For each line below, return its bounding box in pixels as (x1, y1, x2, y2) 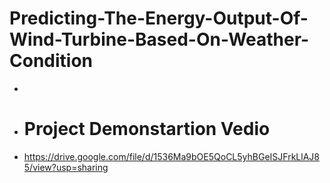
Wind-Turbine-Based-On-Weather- (9, 28, 310, 51)
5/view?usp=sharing (23, 161, 109, 173)
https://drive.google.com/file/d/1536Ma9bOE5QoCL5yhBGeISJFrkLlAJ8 (23, 150, 320, 162)
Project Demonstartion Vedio (23, 118, 271, 141)
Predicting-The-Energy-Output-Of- (9, 7, 309, 30)
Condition (9, 50, 93, 72)
